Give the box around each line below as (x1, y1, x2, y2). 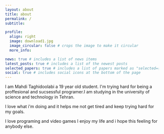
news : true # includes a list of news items (5, 57, 97, 62)
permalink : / (5, 16, 32, 21)
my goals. (5, 109, 25, 115)
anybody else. (5, 123, 34, 130)
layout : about (5, 7, 34, 12)
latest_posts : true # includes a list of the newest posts (5, 61, 128, 66)
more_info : (9, 47, 32, 53)
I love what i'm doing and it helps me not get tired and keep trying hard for (5, 104, 154, 110)
